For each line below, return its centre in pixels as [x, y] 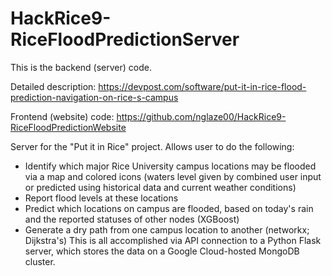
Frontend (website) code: [62, 116]
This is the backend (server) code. [81, 67]
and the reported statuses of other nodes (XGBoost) [132, 219]
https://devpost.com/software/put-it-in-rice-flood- [202, 86]
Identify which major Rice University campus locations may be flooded [170, 166]
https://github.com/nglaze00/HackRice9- [201, 116]
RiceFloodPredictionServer [125, 39]
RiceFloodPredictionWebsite [68, 127]
